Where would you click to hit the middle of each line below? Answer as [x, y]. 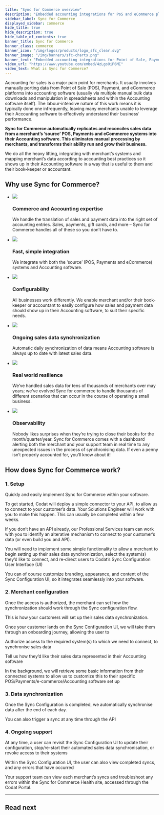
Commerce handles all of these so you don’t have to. [65, 230]
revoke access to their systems [36, 753]
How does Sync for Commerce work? [63, 470]
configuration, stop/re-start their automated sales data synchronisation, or [80, 748]
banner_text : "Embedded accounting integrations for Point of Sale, [76, 60]
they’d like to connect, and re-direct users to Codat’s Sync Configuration [78, 559]
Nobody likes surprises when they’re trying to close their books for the [83, 434]
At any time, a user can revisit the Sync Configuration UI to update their [77, 743]
